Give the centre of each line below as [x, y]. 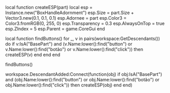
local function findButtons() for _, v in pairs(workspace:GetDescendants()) [83, 38]
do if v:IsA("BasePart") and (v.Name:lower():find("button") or [69, 44]
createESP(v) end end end [33, 55]
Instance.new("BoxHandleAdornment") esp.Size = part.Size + [70, 13]
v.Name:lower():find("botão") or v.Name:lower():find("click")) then [74, 49]
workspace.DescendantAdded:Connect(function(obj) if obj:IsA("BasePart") [84, 74]
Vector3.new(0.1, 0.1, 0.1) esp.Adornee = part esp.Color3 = [66, 18]
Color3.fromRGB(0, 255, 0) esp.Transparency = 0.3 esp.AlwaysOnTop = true [85, 23]
